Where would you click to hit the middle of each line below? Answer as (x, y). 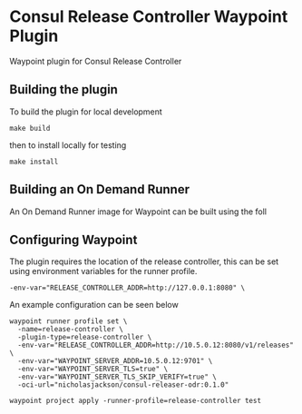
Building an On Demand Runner (100, 189)
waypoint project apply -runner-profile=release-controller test (135, 401)
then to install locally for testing (68, 145)
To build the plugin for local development (86, 112)
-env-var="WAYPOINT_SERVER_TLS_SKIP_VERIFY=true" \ (117, 377)
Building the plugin (63, 89)
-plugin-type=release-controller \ (85, 338)
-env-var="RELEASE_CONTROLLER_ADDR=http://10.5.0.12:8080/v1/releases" (156, 345)
